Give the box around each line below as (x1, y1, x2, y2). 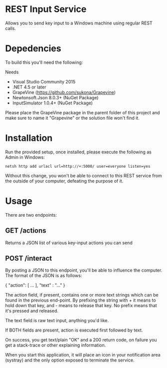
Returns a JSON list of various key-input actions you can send (5, 240, 133, 246)
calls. (5, 25, 16, 31)
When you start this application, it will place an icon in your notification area (5, 352, 161, 358)
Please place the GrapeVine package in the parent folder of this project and (5, 109, 161, 115)
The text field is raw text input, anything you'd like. (5, 318, 109, 324)
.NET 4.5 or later (12, 84, 46, 90)
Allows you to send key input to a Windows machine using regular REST (5, 20, 153, 26)
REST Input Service (5, 3, 87, 15)
